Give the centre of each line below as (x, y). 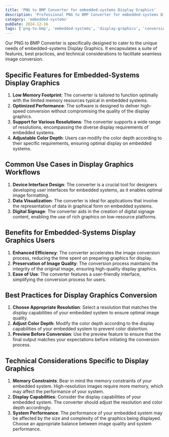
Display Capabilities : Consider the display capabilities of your (77, 397)
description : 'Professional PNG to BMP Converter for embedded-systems (82, 15)
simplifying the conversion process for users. (59, 279)
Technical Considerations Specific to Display (77, 361)
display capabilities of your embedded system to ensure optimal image (86, 313)
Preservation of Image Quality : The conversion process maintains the (85, 263)
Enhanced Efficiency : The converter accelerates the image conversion (86, 252)
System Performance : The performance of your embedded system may (87, 413)
